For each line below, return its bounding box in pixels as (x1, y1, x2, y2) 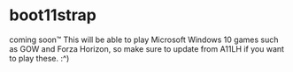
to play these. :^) (9, 53, 70, 63)
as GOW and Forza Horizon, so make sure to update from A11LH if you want (9, 43, 285, 54)
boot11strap (9, 5, 97, 25)
